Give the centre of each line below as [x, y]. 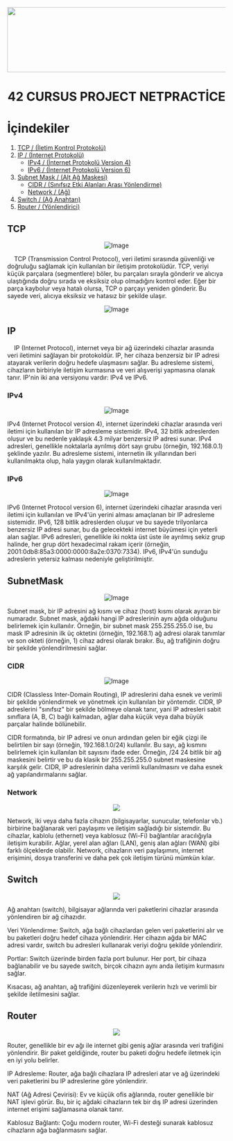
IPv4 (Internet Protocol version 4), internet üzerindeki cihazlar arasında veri [115, 424]
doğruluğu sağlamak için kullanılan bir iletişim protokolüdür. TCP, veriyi [108, 266]
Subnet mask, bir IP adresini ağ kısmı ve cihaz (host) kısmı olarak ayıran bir [114, 611]
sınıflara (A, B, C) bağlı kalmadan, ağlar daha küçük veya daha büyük [105, 717]
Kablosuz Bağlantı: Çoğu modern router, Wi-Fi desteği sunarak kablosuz [110, 1123]
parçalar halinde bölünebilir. [47, 724]
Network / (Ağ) [49, 192]
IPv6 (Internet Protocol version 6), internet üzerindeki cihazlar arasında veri [114, 507]
